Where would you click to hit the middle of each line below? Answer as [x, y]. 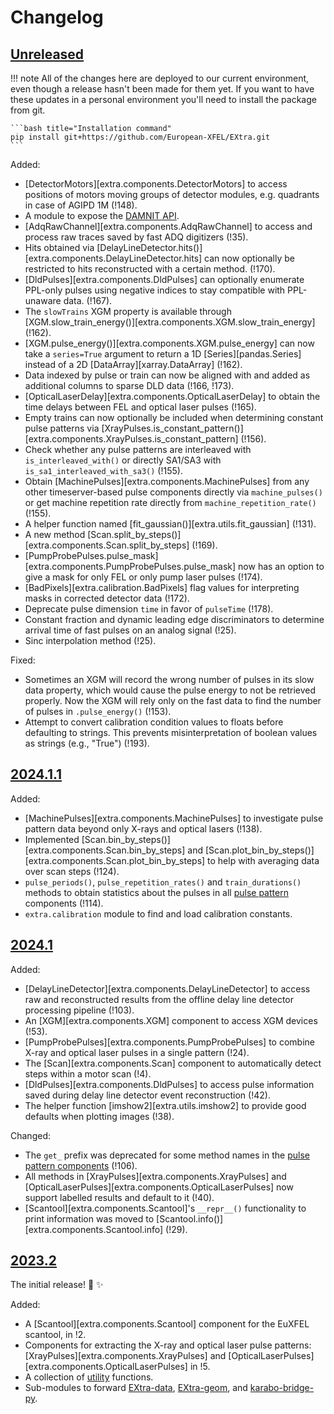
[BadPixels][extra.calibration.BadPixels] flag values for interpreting [162, 587]
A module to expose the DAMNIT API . [102, 215]
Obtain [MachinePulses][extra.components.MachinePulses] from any [167, 481]
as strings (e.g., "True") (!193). [87, 743]
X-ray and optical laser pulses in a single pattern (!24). [137, 1052]
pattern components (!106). [81, 1165]
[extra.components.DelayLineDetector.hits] [113, 258]
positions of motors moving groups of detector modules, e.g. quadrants [172, 194]
